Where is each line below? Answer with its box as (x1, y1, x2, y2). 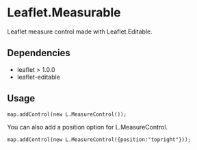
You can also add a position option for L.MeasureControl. (7, 123, 168, 131)
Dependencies (7, 47, 70, 59)
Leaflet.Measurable (7, 5, 121, 21)
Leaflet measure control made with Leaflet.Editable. (7, 27, 153, 36)
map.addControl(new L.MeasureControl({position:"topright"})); (7, 136, 192, 143)
